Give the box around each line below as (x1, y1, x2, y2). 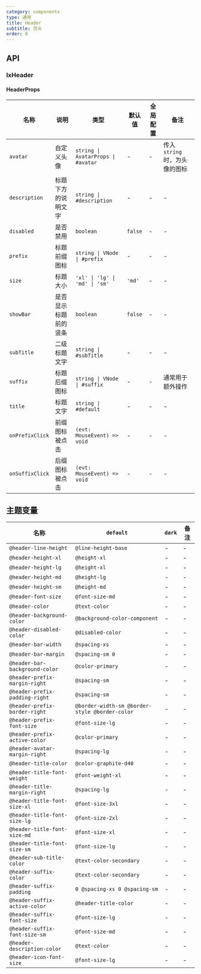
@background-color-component (75, 615, 159, 622)
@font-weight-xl (75, 772, 121, 779)
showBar (9, 311, 31, 318)
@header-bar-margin (9, 651, 65, 658)
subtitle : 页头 (6, 25, 42, 32)
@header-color (9, 603, 50, 610)
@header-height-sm (9, 584, 62, 591)
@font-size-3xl (75, 800, 118, 808)
